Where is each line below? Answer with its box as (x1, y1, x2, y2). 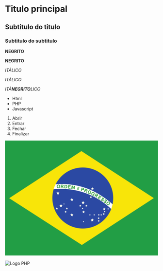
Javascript (12, 106, 33, 111)
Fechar (12, 126, 27, 131)
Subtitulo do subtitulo (5, 37, 57, 44)
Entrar (12, 120, 25, 126)
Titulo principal (5, 3, 68, 15)
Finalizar (12, 130, 30, 137)
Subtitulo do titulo (5, 23, 61, 31)
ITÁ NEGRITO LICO (5, 86, 41, 92)
